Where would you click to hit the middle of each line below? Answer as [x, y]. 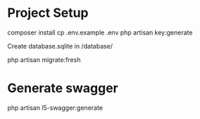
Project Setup [48, 13]
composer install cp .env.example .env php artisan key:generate [100, 32]
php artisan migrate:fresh [44, 60]
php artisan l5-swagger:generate [55, 108]
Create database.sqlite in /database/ [60, 46]
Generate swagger [63, 88]
